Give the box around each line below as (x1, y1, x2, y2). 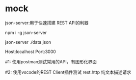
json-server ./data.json (5, 39, 52, 45)
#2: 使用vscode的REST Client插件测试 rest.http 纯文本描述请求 (5, 69, 132, 75)
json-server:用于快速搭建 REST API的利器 (5, 20, 89, 26)
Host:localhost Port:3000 (5, 49, 56, 54)
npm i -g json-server (5, 29, 47, 35)
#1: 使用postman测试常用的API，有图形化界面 (5, 58, 97, 64)
